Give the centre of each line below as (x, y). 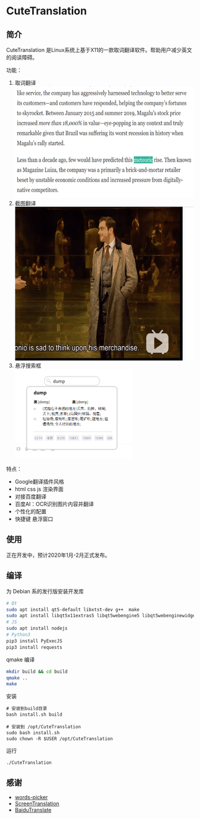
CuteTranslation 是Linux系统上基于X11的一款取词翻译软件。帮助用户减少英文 (99, 50)
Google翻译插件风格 (39, 481)
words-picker (31, 798)
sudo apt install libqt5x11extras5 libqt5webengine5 (73, 616)
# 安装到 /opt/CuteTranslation (44, 727)
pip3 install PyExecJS (34, 641)
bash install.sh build (34, 715)
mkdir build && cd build (37, 672)
